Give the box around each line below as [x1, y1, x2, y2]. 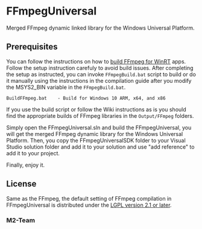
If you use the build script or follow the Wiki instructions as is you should [6, 106, 187, 113]
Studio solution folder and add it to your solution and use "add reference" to [6, 143, 195, 150]
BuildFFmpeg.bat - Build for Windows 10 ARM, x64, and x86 [6, 95, 166, 101]
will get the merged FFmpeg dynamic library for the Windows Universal [6, 130, 183, 137]
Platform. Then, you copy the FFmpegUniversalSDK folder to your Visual [6, 137, 186, 144]
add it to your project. [6, 149, 60, 156]
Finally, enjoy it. [6, 161, 45, 169]
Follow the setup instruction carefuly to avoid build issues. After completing [6, 64, 194, 71]
